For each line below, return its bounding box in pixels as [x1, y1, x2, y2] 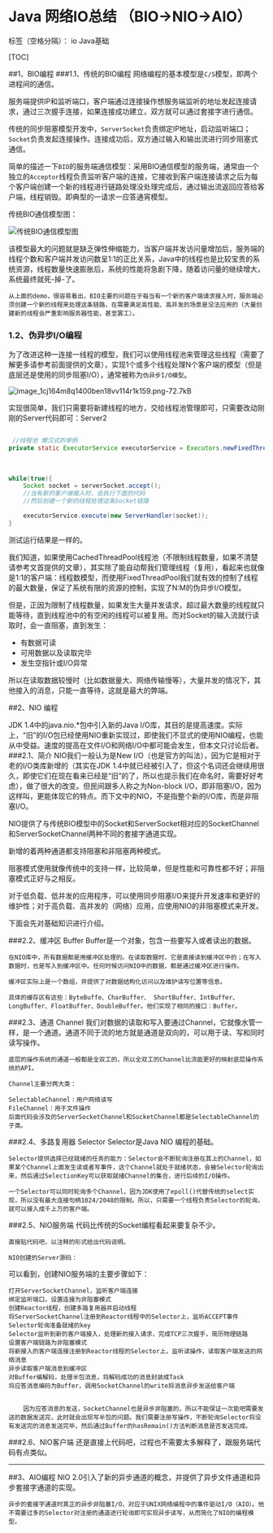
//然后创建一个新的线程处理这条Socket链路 [23, 497, 149, 505]
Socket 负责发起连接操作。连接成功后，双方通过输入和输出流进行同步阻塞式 [8, 133, 258, 143]
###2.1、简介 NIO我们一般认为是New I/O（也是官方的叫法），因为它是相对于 [8, 750, 262, 760]
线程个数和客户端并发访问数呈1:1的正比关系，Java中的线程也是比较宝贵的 [8, 254, 253, 263]
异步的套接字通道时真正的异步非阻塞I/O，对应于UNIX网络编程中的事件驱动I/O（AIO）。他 [8, 1500, 265, 1509]
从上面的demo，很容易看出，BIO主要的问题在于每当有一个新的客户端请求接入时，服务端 [8, 292, 258, 300]
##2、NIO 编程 [8, 703, 58, 712]
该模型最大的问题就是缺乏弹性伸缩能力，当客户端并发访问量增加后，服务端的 [8, 243, 265, 253]
